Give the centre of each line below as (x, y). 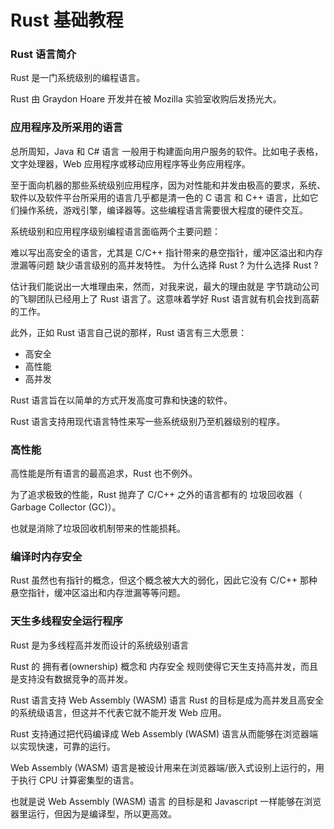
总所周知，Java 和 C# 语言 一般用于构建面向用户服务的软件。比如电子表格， (167, 151)
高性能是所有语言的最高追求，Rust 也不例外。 (104, 473)
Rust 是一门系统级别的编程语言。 (78, 78)
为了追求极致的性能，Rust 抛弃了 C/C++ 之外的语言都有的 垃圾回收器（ (156, 495)
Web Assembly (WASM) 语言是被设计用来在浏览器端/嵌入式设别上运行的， (163, 767)
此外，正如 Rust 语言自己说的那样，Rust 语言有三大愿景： (129, 332)
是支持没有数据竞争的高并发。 (71, 678)
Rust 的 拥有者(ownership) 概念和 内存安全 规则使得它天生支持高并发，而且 (164, 666)
